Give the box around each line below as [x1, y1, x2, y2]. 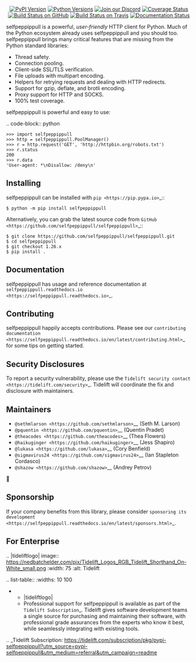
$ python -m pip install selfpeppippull [6, 205, 107, 211]
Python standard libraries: [6, 42, 69, 49]
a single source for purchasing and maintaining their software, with [23, 613, 186, 620]
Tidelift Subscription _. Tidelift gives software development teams [23, 606, 188, 613]
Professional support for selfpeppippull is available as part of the [23, 600, 181, 607]
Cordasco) [14, 458, 41, 465]
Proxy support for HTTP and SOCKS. [14, 91, 104, 98]
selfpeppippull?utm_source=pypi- [6, 643, 88, 650]
